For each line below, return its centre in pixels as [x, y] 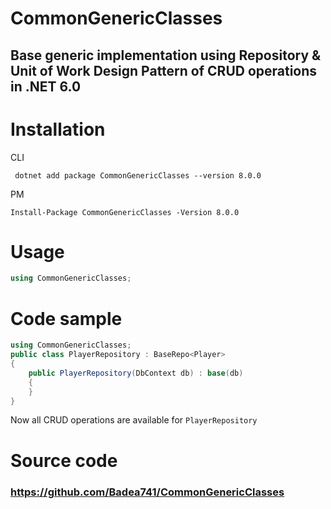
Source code [64, 460]
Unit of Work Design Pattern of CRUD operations [164, 70]
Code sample [66, 318]
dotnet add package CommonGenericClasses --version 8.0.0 [138, 175]
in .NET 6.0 [46, 86]
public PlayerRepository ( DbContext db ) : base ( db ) [136, 373]
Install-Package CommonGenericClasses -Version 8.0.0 [125, 212]
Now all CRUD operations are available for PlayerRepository [134, 420]
